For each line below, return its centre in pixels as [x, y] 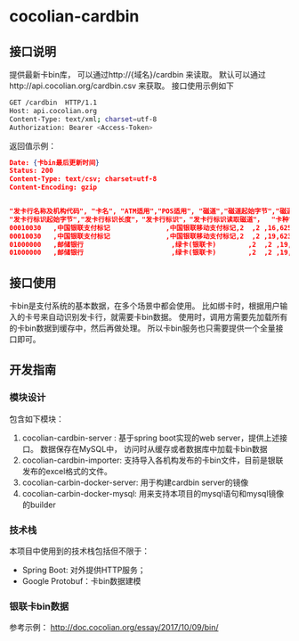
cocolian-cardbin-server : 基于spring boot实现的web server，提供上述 [151, 438]
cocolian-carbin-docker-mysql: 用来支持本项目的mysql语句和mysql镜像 [153, 493]
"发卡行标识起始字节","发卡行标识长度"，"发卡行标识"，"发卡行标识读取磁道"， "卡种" [151, 219]
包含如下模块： [36, 419]
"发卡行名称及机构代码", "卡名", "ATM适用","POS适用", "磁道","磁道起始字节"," [145, 211]
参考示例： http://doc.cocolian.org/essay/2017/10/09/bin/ [114, 628]
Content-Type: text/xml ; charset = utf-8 [83, 119]
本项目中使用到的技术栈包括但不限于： [79, 551]
